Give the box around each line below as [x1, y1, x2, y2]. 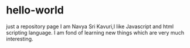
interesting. [6, 35, 33, 42]
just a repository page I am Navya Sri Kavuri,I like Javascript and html [6, 23, 174, 30]
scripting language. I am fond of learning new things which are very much [6, 29, 185, 36]
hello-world [6, 4, 65, 17]
